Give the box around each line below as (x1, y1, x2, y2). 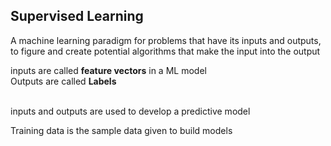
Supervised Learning (10, 8, 144, 25)
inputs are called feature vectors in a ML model (10, 64, 207, 76)
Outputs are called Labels (10, 75, 117, 87)
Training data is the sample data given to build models (10, 124, 233, 136)
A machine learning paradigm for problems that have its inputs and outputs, (10, 34, 322, 46)
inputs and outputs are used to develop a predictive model (10, 105, 251, 117)
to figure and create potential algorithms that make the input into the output (10, 45, 321, 57)
